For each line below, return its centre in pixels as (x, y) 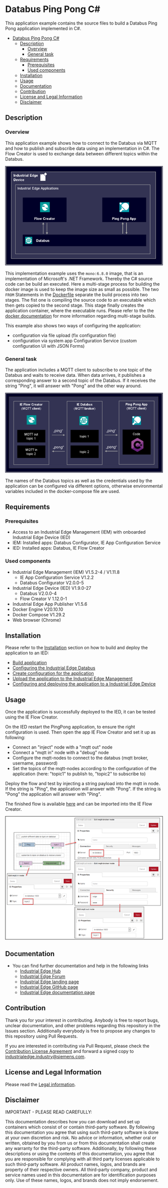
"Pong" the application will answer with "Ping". (53, 794)
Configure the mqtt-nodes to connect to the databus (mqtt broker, (80, 758)
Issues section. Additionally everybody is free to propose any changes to (80, 1031)
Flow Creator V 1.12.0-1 (43, 599)
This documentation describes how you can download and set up (72, 1122)
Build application (29, 663)
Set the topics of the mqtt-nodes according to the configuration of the (84, 769)
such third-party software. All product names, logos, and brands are (75, 1164)
